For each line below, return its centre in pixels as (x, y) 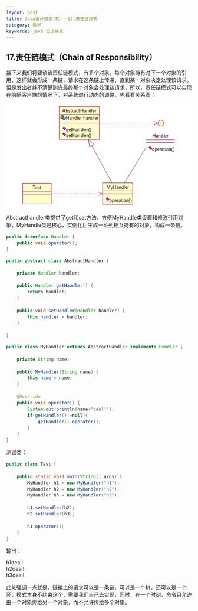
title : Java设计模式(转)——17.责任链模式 (52, 19)
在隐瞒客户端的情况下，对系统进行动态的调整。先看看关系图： (81, 95)
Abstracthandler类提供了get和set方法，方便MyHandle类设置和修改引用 (92, 218)
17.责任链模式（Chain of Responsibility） (82, 57)
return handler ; (47, 292)
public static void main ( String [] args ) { (70, 476)
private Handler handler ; (49, 273)
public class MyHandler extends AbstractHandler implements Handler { (95, 347)
